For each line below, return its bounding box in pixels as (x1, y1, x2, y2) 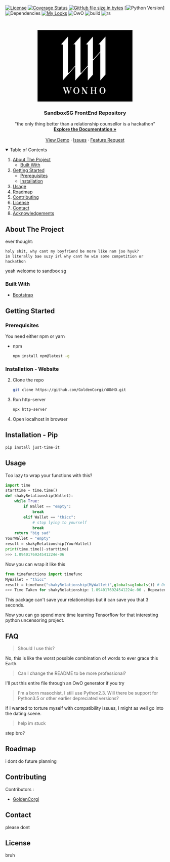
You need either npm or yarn (5, 333, 65, 339)
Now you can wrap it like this (5, 561, 66, 567)
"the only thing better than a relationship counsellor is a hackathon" (14, 121, 156, 127)
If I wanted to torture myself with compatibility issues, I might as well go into (5, 705, 164, 711)
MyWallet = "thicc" (5, 577, 47, 582)
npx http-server (12, 407, 47, 412)
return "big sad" (14, 531, 51, 536)
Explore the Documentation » (54, 126, 116, 133)
